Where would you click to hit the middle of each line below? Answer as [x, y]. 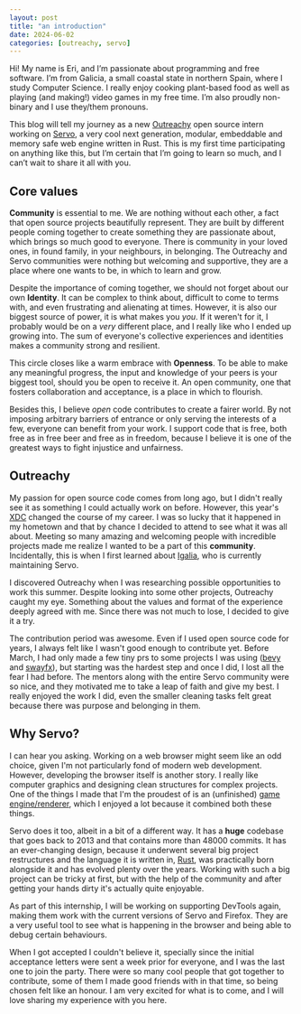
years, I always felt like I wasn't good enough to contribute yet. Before [139, 647]
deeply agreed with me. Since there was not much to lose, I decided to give [150, 611]
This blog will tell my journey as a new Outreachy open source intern [137, 125]
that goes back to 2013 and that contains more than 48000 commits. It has [148, 840]
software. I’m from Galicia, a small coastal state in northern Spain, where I [146, 79]
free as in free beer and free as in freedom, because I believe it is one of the [150, 438]
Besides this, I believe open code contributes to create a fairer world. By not [150, 409]
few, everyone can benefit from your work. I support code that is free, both [148, 429]
